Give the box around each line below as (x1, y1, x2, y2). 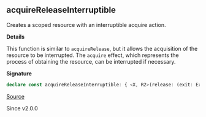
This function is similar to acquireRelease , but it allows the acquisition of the (6, 45, 198, 52)
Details (6, 33, 25, 40)
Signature (6, 70, 32, 77)
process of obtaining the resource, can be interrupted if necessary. (6, 58, 176, 65)
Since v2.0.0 (6, 104, 38, 112)
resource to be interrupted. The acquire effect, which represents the (6, 51, 179, 59)
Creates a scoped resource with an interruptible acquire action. (6, 21, 166, 28)
